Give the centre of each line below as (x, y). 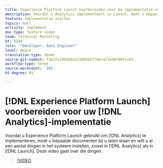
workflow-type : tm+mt (27, 64)
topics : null (18, 23)
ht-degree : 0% (19, 73)
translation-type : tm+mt (30, 55)
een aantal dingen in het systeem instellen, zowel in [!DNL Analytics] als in (79, 146)
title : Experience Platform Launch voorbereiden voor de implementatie (79, 9)
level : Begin (18, 50)
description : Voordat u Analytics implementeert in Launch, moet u (75, 14)
